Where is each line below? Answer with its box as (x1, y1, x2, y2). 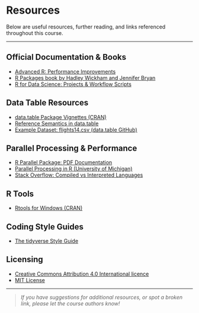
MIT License (14, 276, 46, 283)
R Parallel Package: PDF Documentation (14, 159, 113, 166)
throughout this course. (6, 29, 63, 36)
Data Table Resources (6, 98, 89, 108)
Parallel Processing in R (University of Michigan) (14, 165, 133, 173)
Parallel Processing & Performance (6, 143, 137, 153)
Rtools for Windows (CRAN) (14, 205, 83, 212)
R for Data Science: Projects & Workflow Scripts (14, 81, 132, 88)
